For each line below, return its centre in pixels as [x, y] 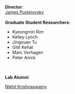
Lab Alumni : [18, 77]
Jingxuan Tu [25, 42]
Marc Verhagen [28, 52]
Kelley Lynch [25, 37]
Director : [14, 7]
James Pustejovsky [25, 12]
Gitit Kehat [22, 47]
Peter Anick [24, 57]
